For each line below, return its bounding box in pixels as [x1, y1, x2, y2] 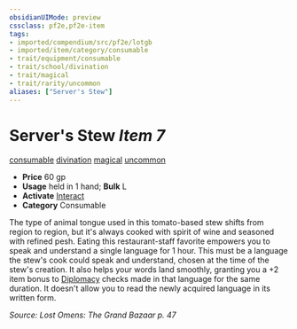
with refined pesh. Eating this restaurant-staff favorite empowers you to [9, 236, 270, 247]
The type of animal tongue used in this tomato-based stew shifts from [9, 217, 264, 228]
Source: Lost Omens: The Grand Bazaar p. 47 [9, 309, 177, 320]
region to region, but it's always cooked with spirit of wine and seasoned [9, 227, 275, 238]
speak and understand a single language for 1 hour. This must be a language [9, 246, 288, 256]
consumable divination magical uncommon [9, 154, 167, 165]
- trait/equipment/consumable [9, 54, 121, 63]
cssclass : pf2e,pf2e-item [9, 21, 105, 30]
